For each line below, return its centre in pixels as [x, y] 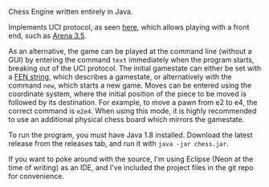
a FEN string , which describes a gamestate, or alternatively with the [120, 77]
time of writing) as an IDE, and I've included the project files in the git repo [131, 167]
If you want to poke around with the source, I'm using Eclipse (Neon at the [131, 159]
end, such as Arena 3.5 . [47, 36]
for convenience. [36, 176]
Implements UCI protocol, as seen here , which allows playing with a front [129, 27]
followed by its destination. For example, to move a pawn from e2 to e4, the [133, 102]
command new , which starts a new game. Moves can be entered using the [130, 85]
